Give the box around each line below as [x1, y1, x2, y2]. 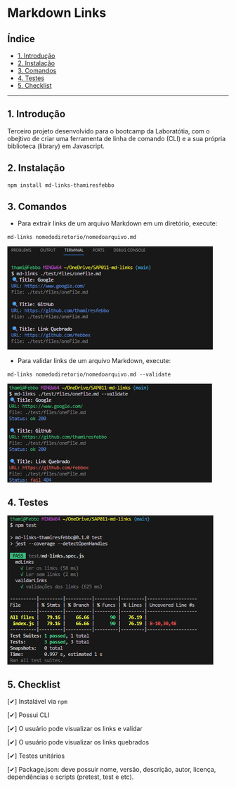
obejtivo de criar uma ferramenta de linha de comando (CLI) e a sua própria [7, 134, 226, 143]
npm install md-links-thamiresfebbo [7, 181, 114, 189]
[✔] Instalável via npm [7, 697, 68, 706]
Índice [7, 33, 35, 45]
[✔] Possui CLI [7, 711, 50, 719]
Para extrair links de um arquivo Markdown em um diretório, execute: [17, 219, 218, 228]
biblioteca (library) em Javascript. [7, 142, 105, 150]
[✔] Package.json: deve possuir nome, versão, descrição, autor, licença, [7, 766, 216, 774]
